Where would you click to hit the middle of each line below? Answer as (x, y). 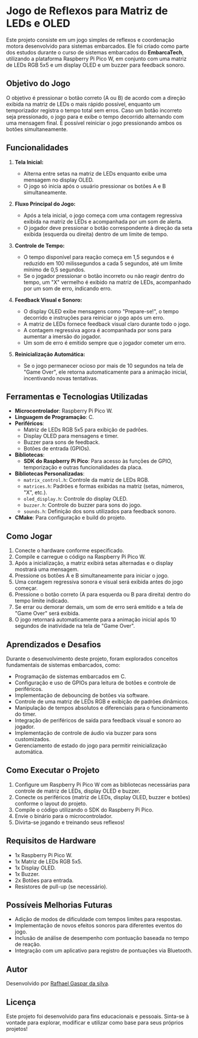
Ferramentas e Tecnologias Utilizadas (77, 396)
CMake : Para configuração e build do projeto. (70, 518)
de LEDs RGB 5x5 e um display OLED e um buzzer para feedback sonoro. (95, 65)
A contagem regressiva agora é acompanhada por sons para (98, 330)
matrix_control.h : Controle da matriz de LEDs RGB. (86, 480)
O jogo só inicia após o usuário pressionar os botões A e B (95, 186)
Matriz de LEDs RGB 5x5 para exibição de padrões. (86, 430)
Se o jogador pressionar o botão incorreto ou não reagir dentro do (104, 275)
